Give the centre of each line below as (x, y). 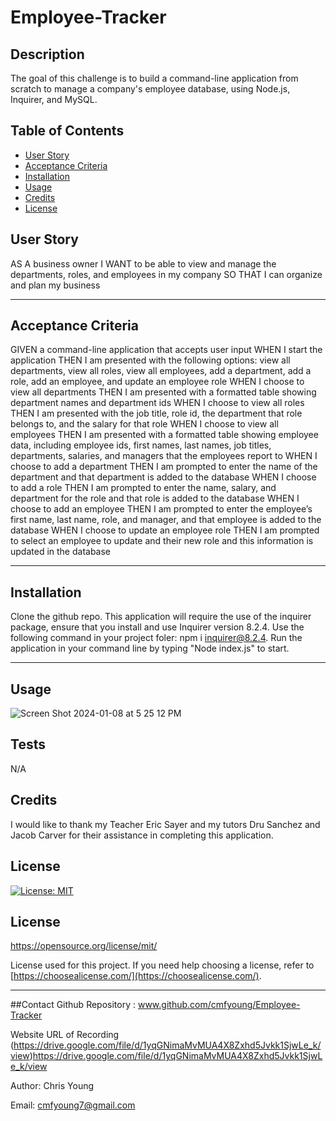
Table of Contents (67, 131)
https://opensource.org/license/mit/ (84, 946)
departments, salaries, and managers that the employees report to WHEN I (164, 456)
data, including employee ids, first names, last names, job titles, (141, 445)
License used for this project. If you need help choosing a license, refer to (162, 965)
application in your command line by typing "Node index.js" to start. (150, 648)
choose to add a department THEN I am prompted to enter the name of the (164, 467)
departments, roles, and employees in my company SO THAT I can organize (166, 274)
